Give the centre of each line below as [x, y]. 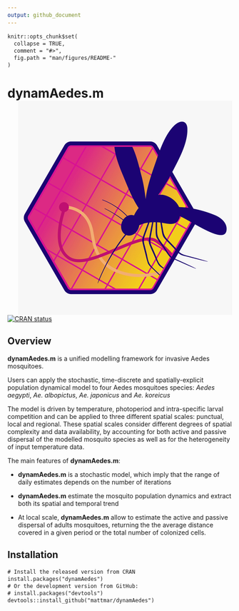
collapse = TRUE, [40, 44]
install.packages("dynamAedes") [55, 579]
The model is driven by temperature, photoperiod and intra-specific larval [115, 409]
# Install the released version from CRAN [71, 572]
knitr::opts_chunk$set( [43, 36]
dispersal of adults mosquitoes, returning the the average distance [116, 525]
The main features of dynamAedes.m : [64, 460]
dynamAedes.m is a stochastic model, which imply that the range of [118, 474]
